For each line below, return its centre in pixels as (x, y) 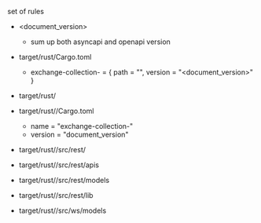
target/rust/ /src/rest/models (64, 180)
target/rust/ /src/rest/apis (59, 165)
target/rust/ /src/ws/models (62, 210)
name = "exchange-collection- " (82, 126)
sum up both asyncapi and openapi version (100, 42)
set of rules (26, 11)
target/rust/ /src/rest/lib (56, 195)
